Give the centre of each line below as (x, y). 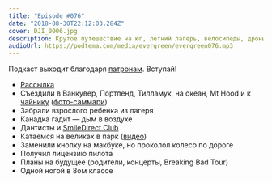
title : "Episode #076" (47, 16)
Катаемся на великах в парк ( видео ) (83, 136)
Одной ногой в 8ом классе (66, 171)
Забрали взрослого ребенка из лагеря (87, 111)
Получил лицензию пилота (66, 154)
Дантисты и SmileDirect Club (69, 128)
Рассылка (37, 85)
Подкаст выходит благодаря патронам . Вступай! (93, 69)
